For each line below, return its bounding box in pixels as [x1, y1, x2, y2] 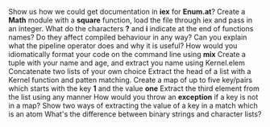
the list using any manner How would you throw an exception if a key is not [8, 92, 259, 101]
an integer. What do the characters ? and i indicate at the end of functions [8, 24, 254, 33]
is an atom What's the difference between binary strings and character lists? [8, 109, 262, 119]
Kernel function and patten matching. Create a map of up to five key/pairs [8, 76, 252, 84]
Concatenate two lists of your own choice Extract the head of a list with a [8, 67, 251, 76]
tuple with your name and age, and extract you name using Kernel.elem [8, 58, 246, 68]
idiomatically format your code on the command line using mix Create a [8, 50, 246, 59]
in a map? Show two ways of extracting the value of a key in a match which [8, 100, 258, 110]
